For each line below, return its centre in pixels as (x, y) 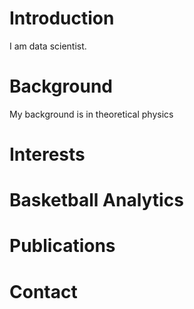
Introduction (62, 18)
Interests (47, 154)
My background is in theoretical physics (91, 114)
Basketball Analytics (96, 200)
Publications (62, 246)
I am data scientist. (48, 46)
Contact (43, 291)
